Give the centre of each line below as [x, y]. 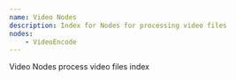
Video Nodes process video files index [80, 67]
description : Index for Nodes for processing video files [118, 25]
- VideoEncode [51, 42]
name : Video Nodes [43, 17]
